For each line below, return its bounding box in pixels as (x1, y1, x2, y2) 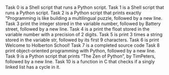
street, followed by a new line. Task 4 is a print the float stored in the (5, 26, 150, 32)
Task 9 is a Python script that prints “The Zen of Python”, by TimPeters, (5, 53, 156, 59)
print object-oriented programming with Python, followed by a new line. (5, 48, 156, 54)
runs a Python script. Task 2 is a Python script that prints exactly (5, 10, 142, 16)
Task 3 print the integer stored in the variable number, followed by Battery (5, 20, 161, 27)
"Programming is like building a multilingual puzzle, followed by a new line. (5, 15, 163, 21)
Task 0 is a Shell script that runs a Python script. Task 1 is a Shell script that (5, 5, 164, 10)
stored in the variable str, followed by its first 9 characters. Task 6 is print (5, 37, 159, 43)
